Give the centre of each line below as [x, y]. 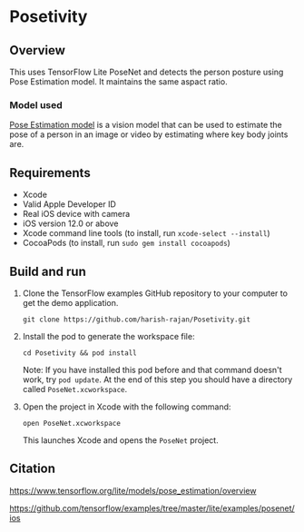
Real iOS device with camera [76, 214]
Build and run [48, 271]
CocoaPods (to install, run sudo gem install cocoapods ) [127, 243]
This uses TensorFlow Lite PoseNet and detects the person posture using [147, 72]
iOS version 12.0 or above [70, 223]
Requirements [50, 173]
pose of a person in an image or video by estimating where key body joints [149, 134]
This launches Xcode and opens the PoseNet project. [121, 440]
